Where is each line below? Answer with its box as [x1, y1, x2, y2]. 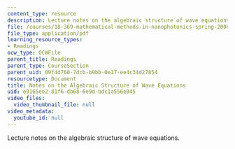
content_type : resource [7, 10, 77, 17]
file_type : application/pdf [7, 29, 90, 37]
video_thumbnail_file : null [13, 101, 96, 108]
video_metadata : [7, 108, 55, 115]
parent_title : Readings [7, 56, 77, 63]
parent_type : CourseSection [7, 62, 90, 69]
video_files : [7, 95, 45, 102]
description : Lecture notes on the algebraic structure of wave [7, 17, 199, 24]
